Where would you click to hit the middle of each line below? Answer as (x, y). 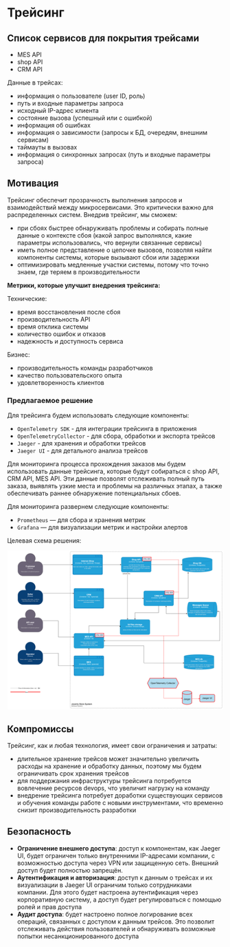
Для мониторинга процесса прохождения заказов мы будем (96, 464)
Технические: (27, 298)
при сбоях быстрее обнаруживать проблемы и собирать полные (113, 228)
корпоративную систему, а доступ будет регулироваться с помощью (119, 899)
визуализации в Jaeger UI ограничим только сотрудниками (104, 885)
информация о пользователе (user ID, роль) (81, 96)
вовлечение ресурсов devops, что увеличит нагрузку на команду (113, 788)
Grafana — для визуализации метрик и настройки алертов (102, 528)
